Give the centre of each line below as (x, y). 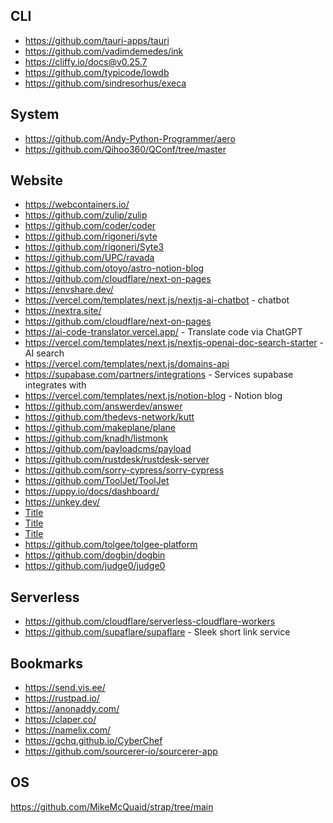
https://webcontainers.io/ (77, 205)
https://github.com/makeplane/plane (100, 428)
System (35, 114)
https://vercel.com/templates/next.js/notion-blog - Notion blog (153, 396)
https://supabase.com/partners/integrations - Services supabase (159, 375)
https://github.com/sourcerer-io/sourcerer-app (121, 751)
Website (36, 180)
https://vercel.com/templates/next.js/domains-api (127, 364)
